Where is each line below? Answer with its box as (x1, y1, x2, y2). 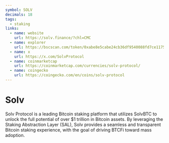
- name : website (10, 31, 44, 36)
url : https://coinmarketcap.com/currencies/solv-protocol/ (14, 63, 141, 68)
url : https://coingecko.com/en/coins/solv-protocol (14, 73, 125, 78)
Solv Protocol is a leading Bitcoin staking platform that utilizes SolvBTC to (5, 111, 157, 117)
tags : (5, 17, 17, 22)
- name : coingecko (10, 68, 49, 73)
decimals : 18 (5, 12, 33, 17)
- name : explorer (10, 40, 46, 45)
